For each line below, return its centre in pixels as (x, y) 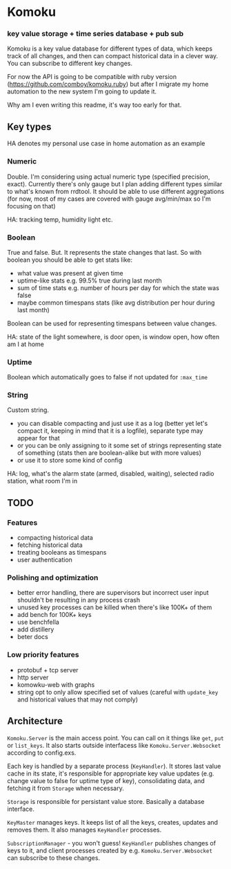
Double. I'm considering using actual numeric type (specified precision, (109, 177)
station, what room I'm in (42, 481)
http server (33, 677)
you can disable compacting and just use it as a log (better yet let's (112, 424)
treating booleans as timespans (62, 553)
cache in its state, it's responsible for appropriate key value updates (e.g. (111, 773)
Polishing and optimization (53, 577)
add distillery (36, 629)
